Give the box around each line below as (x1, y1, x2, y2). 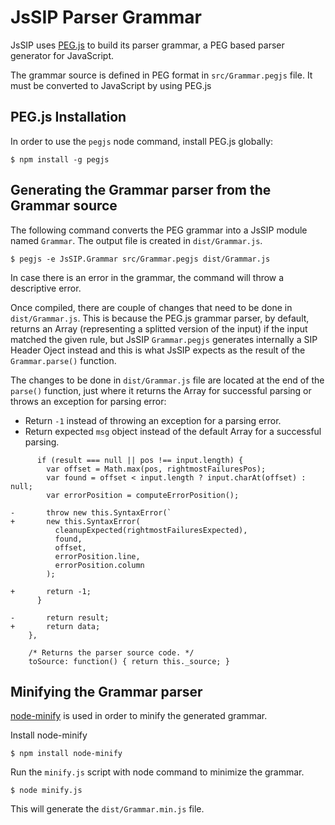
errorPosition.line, (54, 551, 141, 561)
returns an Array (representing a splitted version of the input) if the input (10, 322, 308, 335)
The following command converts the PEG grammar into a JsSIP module (10, 224, 308, 236)
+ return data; (10, 621, 101, 631)
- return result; (10, 612, 110, 623)
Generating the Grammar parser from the (10, 182, 272, 199)
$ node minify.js (10, 786, 83, 796)
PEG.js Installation (10, 109, 127, 126)
